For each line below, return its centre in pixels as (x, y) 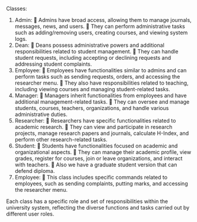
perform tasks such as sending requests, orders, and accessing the (97, 77)
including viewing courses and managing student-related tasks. (92, 89)
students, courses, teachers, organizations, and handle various (92, 108)
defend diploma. (35, 171)
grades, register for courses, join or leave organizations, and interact (99, 158)
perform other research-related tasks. (61, 139)
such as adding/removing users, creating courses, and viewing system (101, 33)
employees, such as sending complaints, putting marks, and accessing (101, 184)
